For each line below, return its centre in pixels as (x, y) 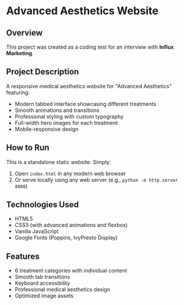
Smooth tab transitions (42, 277)
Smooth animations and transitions (57, 110)
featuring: (18, 92)
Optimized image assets (44, 296)
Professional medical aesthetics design (62, 290)
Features (23, 256)
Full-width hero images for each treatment (66, 123)
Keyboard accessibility (42, 283)
